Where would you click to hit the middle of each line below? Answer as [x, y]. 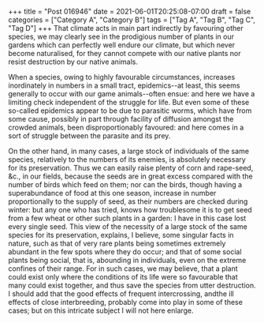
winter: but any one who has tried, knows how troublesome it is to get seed [130, 210]
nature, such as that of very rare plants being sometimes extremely [117, 243]
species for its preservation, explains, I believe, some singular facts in [121, 235]
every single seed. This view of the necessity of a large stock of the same [128, 227]
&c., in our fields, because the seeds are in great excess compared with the [131, 176]
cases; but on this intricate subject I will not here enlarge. [101, 310]
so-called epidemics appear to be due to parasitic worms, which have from [130, 111]
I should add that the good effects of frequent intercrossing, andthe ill [121, 294]
